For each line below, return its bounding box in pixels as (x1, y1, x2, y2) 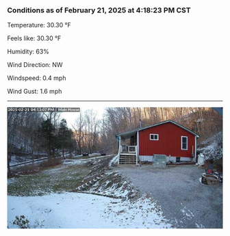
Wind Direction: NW (7, 61, 63, 69)
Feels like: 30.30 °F (7, 34, 62, 42)
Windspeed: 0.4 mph (7, 74, 66, 82)
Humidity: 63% (7, 47, 50, 56)
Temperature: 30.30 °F (7, 21, 72, 29)
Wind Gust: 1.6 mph (7, 88, 62, 96)
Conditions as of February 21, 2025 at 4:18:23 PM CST (7, 5, 191, 15)
